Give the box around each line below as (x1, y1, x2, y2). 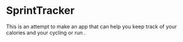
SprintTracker (6, 4, 75, 17)
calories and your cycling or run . (6, 29, 86, 36)
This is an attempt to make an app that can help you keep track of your (6, 23, 177, 30)
